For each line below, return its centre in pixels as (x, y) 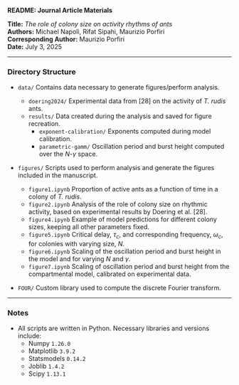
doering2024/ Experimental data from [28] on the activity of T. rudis (127, 101)
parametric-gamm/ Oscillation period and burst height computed (132, 147)
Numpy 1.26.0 (49, 344)
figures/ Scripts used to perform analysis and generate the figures (116, 168)
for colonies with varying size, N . (76, 244)
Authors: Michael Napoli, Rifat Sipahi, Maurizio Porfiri (86, 32)
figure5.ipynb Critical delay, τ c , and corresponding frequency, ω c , (126, 236)
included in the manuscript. (58, 175)
